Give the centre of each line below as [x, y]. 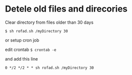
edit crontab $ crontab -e [31, 49]
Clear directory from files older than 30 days [49, 22]
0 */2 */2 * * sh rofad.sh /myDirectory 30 [50, 68]
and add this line [22, 59]
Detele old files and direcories [66, 9]
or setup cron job [22, 40]
